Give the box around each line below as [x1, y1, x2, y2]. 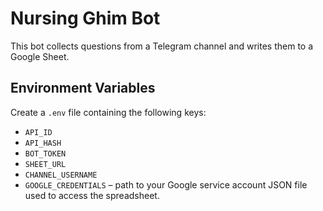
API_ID [24, 127, 53, 137]
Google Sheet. [10, 50, 70, 62]
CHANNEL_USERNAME [24, 170, 98, 180]
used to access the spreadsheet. [24, 189, 160, 201]
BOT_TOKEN [24, 148, 67, 159]
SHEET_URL [24, 159, 67, 169]
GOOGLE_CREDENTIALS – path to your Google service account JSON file [24, 178, 308, 191]
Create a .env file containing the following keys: [10, 106, 207, 118]
